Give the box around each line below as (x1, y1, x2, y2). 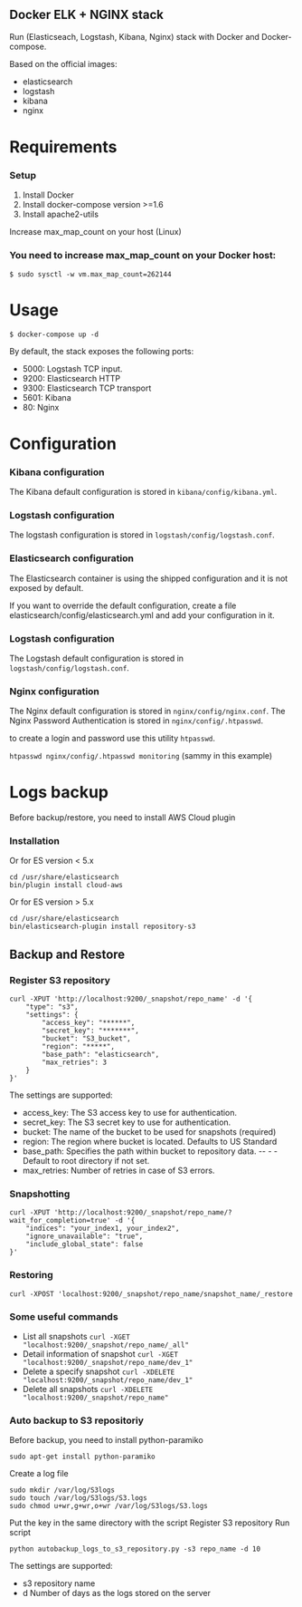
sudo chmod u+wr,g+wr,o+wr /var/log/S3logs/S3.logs (9, 1502, 208, 1511)
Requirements (9, 137, 118, 157)
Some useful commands (9, 1310, 119, 1322)
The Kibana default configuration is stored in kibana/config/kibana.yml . (9, 487, 278, 498)
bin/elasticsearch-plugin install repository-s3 (9, 922, 196, 932)
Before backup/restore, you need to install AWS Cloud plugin (9, 812, 236, 823)
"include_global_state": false (25, 1240, 144, 1249)
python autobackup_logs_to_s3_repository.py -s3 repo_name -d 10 (9, 1544, 260, 1554)
